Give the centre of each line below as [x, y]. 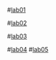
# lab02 [17, 23]
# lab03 [17, 36]
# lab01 [16, 10]
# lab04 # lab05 [28, 49]
